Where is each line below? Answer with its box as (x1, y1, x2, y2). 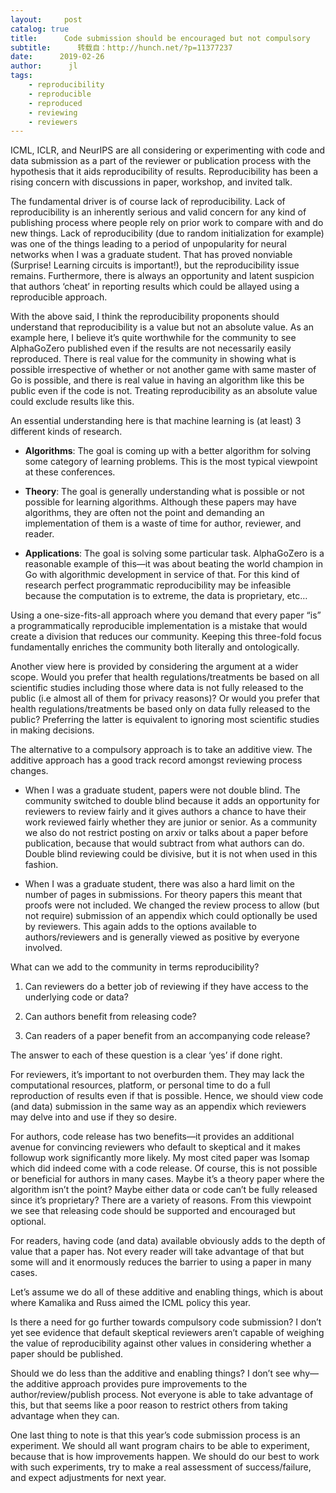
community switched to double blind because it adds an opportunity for (24, 795, 321, 807)
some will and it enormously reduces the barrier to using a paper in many (10, 1256, 312, 1268)
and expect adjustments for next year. (10, 1472, 167, 1484)
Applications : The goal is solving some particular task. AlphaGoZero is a (24, 547, 325, 560)
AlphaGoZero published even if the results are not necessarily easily (10, 342, 292, 355)
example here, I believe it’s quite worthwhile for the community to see (10, 332, 297, 344)
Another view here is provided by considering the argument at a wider (10, 661, 299, 673)
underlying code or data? (24, 991, 129, 1003)
